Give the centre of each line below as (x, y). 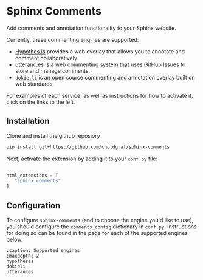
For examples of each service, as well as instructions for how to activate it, (100, 95)
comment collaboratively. (47, 58)
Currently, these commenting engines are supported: (73, 39)
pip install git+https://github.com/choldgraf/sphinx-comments (88, 147)
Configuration (33, 206)
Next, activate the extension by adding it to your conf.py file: (82, 159)
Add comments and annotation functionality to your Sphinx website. (91, 28)
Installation (28, 121)
